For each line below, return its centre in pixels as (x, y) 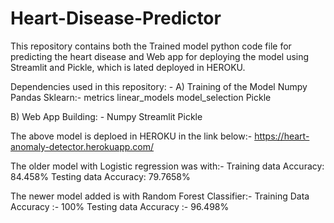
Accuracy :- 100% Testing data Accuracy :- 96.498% (120, 206)
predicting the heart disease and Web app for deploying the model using (160, 56)
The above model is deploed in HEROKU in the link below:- (131, 136)
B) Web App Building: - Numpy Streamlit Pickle (106, 116)
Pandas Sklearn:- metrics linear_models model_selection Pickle (141, 97)
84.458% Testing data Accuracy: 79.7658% (100, 176)
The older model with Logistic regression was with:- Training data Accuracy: (167, 166)
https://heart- (282, 136)
